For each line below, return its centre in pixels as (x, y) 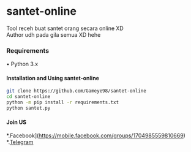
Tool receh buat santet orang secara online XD (65, 28)
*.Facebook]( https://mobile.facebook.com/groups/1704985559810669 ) (96, 135)
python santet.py (28, 108)
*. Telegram (20, 142)
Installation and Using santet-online (53, 78)
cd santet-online (28, 97)
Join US (17, 122)
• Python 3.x (22, 64)
